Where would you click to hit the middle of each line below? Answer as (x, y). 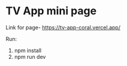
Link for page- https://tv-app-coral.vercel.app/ (63, 27)
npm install (28, 50)
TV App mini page (51, 11)
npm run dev (30, 56)
